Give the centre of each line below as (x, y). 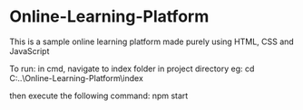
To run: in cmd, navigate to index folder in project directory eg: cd (132, 69)
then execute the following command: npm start (99, 96)
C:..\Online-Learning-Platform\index (76, 78)
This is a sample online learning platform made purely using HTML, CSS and (152, 41)
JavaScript (29, 50)
